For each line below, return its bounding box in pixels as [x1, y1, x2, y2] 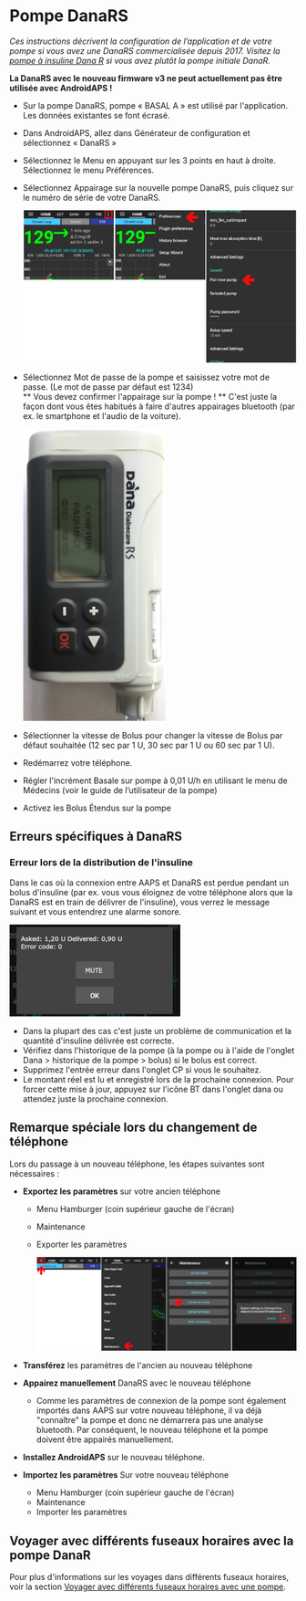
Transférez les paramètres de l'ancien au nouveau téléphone [22, 1360, 253, 1371]
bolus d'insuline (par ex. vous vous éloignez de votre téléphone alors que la [9, 886, 293, 897]
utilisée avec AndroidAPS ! [9, 82, 113, 93]
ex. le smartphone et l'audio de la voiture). [22, 411, 181, 422]
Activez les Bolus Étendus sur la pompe [22, 802, 171, 813]
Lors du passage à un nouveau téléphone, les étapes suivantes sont [9, 1158, 265, 1169]
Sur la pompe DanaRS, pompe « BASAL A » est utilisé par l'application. [22, 99, 289, 110]
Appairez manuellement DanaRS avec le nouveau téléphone [22, 1377, 251, 1388]
